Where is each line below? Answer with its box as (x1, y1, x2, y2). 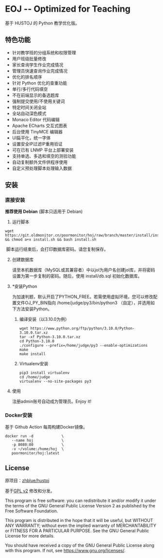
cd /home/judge (19, 375, 50, 380)
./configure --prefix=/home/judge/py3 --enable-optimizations (19, 343, 148, 348)
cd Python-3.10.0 (19, 339, 55, 344)
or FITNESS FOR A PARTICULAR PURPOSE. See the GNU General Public (5, 527, 149, 534)
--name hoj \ (11, 438, 64, 443)
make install (19, 352, 46, 356)
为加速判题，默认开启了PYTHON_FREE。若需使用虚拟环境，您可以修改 (12, 294, 154, 300)
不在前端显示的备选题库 (12, 92, 59, 98)
